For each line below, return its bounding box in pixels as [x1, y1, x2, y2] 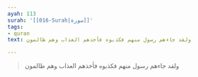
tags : [7, 23, 23, 30]
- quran [7, 29, 30, 37]
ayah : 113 [7, 10, 37, 17]
